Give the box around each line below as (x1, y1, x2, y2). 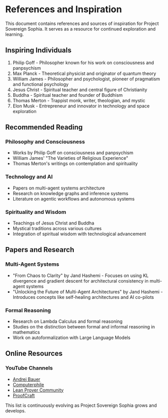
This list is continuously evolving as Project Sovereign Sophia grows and (5, 402, 157, 408)
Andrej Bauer (12, 376, 41, 382)
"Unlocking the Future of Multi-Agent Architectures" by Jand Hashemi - (12, 289, 163, 295)
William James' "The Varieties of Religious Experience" (12, 155, 128, 161)
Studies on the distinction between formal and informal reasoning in (12, 324, 155, 330)
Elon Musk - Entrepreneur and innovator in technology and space (12, 103, 150, 109)
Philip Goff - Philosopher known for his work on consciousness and (12, 60, 154, 66)
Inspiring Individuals (5, 46, 72, 54)
